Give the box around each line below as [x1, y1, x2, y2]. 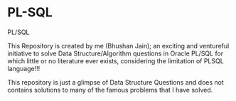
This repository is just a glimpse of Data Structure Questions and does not [7, 78, 224, 86]
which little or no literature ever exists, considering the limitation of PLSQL [7, 56, 224, 65]
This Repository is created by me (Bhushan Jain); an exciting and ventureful [7, 41, 230, 50]
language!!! [7, 64, 41, 73]
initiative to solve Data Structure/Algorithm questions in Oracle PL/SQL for [7, 49, 224, 58]
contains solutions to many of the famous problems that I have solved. [7, 85, 213, 94]
